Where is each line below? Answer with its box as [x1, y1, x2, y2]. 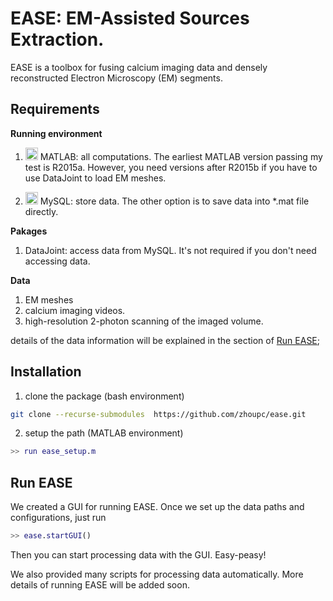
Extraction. [10, 28, 105, 51]
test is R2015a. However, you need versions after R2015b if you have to [24, 161, 318, 173]
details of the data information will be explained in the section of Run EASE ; [10, 334, 321, 346]
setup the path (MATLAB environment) [24, 427, 184, 439]
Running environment [10, 127, 103, 139]
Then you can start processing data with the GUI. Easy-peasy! [10, 549, 267, 561]
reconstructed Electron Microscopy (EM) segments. [10, 72, 223, 84]
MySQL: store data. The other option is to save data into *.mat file [39, 195, 310, 207]
